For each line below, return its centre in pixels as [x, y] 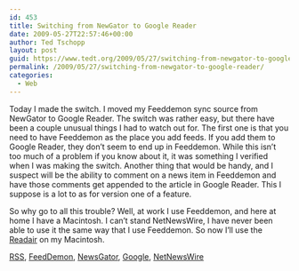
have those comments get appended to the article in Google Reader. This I [145, 184]
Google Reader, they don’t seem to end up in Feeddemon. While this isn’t [143, 147]
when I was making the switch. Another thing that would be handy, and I [141, 165]
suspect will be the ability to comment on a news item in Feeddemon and [143, 175]
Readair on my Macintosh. [57, 239]
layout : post [33, 51]
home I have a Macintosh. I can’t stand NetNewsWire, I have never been [141, 220]
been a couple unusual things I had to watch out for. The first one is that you [149, 128]
